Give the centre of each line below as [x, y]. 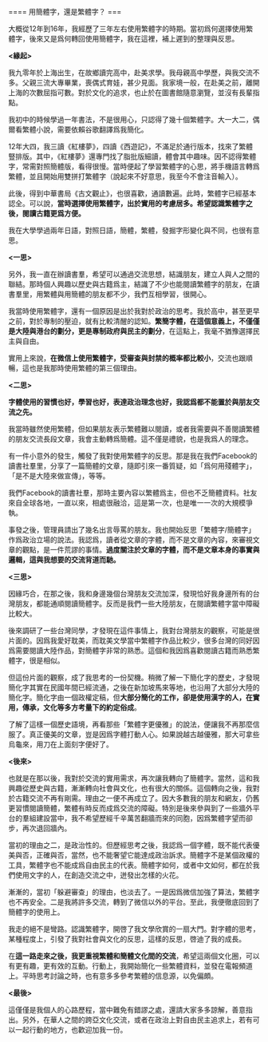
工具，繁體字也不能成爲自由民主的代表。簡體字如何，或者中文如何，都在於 [130, 865]
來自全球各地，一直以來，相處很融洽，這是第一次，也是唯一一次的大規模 [127, 503]
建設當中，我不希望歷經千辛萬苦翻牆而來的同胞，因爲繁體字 [134, 818]
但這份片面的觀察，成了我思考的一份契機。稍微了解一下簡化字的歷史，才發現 [134, 677]
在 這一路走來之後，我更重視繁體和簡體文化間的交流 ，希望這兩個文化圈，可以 [134, 956]
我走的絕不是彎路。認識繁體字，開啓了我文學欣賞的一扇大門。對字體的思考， [134, 929]
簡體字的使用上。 [36, 912]
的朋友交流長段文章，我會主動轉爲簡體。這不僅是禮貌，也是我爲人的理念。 [130, 439]
